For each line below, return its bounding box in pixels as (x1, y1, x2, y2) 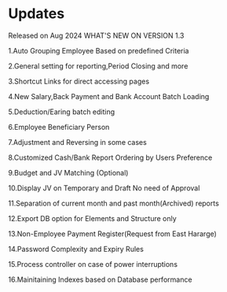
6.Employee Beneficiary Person (8, 122, 110, 131)
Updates (8, 5, 65, 23)
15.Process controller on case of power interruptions (8, 259, 178, 268)
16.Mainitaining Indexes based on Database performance (8, 275, 192, 284)
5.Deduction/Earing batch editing (8, 107, 115, 116)
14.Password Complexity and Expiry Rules (8, 244, 144, 253)
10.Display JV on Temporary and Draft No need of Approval (8, 183, 200, 193)
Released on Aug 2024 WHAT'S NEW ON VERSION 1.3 (8, 31, 185, 40)
